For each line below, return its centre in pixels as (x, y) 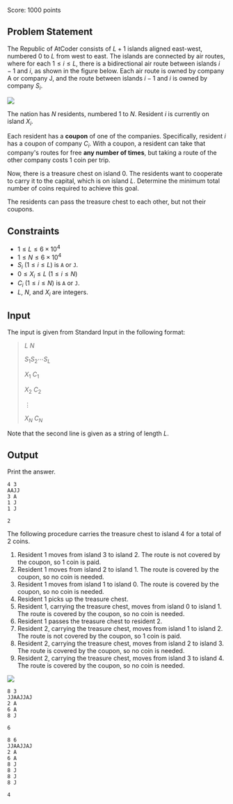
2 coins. (18, 541)
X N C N (33, 419)
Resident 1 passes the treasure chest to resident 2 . (90, 621)
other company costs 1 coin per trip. (59, 160)
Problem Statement (50, 32)
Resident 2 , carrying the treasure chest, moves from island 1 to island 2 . (120, 629)
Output (23, 455)
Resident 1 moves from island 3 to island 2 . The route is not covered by (119, 555)
